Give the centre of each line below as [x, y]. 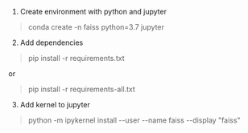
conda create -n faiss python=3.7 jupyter [96, 27]
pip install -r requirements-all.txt [81, 89]
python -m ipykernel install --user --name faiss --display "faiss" [134, 120]
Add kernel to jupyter [55, 105]
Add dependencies [52, 42]
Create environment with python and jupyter [93, 12]
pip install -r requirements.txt [76, 58]
